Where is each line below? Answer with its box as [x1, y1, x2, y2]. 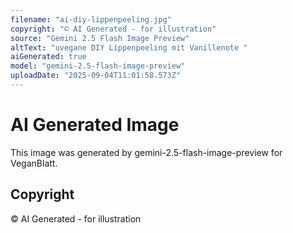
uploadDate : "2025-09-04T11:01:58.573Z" [10, 71, 182, 81]
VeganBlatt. [10, 157, 58, 169]
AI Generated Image [10, 114, 180, 136]
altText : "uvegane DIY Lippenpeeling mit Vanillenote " [10, 42, 248, 53]
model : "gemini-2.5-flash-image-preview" [10, 61, 186, 71]
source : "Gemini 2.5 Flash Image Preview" [10, 33, 190, 43]
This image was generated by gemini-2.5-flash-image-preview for [10, 146, 283, 158]
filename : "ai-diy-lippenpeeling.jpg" [10, 14, 172, 25]
